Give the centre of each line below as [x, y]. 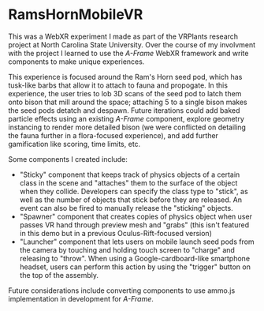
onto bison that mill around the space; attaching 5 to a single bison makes [128, 102]
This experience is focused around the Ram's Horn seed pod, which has [125, 77]
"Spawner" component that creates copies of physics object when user [136, 216]
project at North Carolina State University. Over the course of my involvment [132, 44]
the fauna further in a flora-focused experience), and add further [113, 135]
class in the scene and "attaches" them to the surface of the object [128, 182]
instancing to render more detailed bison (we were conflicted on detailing [127, 127]
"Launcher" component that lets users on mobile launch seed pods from [137, 242]
